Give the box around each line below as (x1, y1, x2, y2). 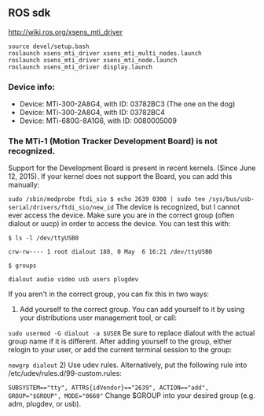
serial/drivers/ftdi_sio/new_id (8, 204, 114, 212)
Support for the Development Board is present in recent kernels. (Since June (8, 163, 256, 173)
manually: (8, 180, 40, 190)
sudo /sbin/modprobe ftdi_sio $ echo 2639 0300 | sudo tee (8, 195, 206, 203)
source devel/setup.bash (8, 43, 90, 50)
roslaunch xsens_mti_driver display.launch (8, 63, 153, 71)
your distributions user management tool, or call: (19, 313, 178, 322)
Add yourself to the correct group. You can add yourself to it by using (19, 305, 245, 314)
